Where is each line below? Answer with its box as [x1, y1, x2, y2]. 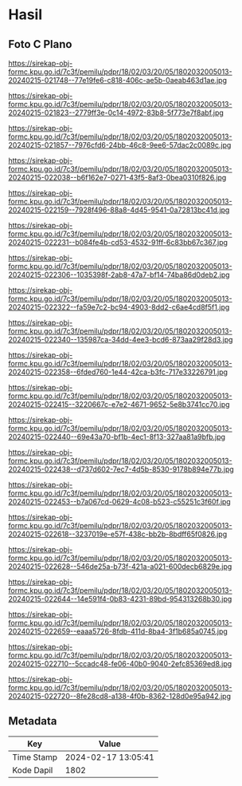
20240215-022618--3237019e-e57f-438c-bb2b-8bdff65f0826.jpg [8, 529, 228, 539]
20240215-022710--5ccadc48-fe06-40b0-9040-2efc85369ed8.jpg [8, 659, 232, 668]
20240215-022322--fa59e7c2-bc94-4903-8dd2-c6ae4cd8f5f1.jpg [8, 302, 230, 312]
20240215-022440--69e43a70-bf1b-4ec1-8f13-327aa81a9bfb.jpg [8, 432, 225, 441]
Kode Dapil [12, 764, 53, 776]
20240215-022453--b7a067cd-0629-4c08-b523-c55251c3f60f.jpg [8, 497, 231, 506]
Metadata [8, 714, 57, 728]
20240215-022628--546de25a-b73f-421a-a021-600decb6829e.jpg [8, 562, 232, 571]
